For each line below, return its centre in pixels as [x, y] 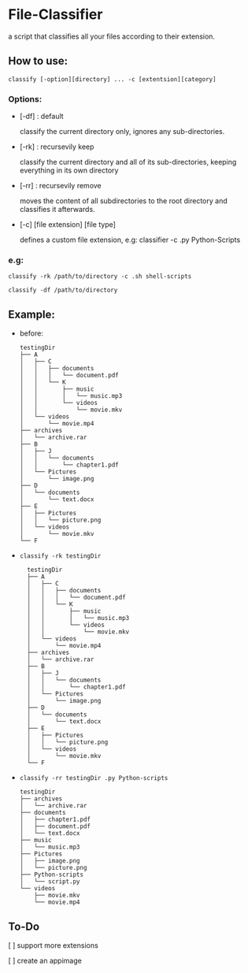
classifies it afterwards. [57, 210]
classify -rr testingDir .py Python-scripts [94, 778]
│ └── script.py [50, 882]
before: [31, 333]
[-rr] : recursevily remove [61, 186]
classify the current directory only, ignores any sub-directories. [122, 132]
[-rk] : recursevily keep [57, 147]
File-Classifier [56, 15]
